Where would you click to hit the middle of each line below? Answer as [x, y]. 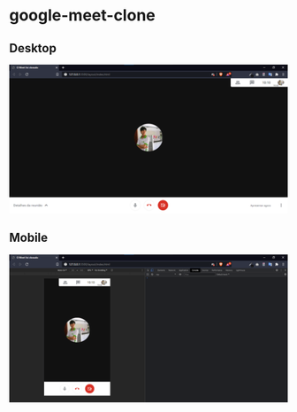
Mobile [29, 238]
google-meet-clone [83, 16]
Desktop [33, 48]
